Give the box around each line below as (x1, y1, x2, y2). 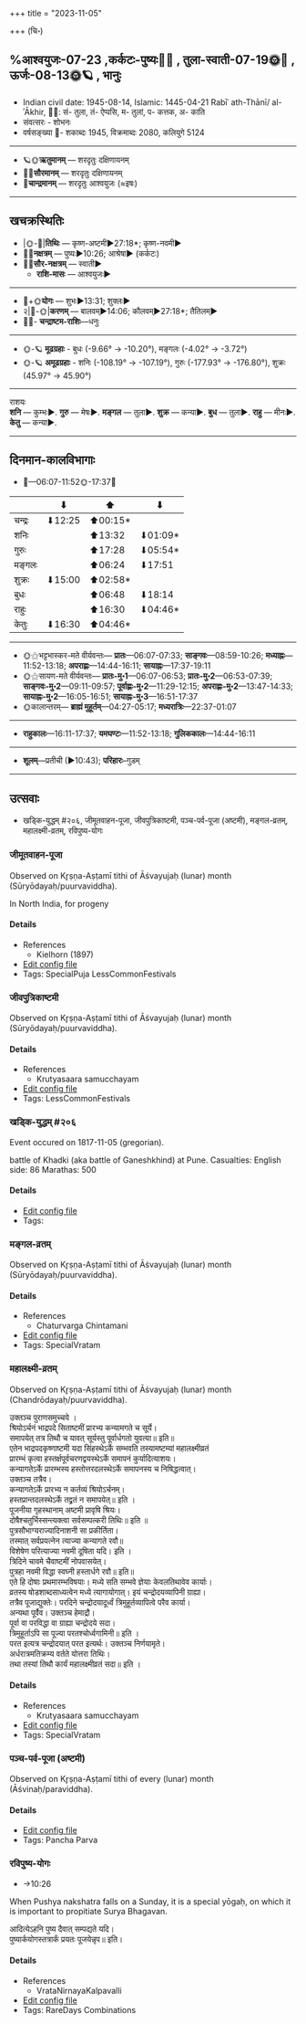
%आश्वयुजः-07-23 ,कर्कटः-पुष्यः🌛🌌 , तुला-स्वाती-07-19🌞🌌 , (9, 52, 295, 68)
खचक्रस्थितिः (9, 214, 65, 229)
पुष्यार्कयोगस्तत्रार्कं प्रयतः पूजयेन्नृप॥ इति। (9, 1934, 124, 1945)
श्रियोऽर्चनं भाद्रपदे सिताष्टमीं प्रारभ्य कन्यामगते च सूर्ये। (9, 1422, 158, 1433)
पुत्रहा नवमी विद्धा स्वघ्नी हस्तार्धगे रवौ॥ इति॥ (9, 1565, 135, 1576)
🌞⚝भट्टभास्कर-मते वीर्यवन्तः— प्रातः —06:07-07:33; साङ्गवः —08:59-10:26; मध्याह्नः (22, 650, 285, 661)
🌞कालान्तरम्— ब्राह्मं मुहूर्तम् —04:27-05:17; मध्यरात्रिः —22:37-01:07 (22, 701, 237, 712)
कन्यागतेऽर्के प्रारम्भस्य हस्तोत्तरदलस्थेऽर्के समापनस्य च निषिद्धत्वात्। (9, 1463, 197, 1474)
